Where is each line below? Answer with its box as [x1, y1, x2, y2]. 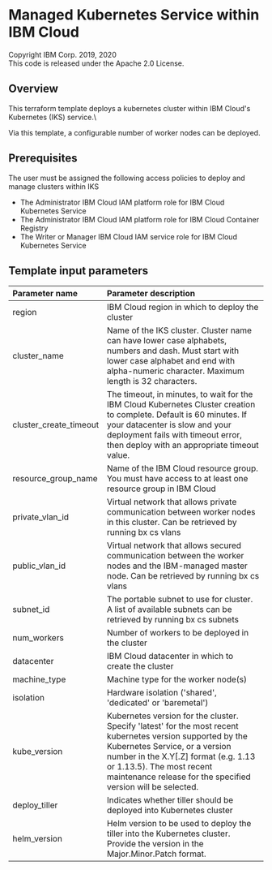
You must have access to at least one [106, 473, 249, 485]
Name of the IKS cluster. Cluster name [106, 325, 253, 336]
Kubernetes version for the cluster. [106, 710, 239, 721]
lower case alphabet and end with [106, 355, 236, 367]
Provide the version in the [106, 838, 204, 850]
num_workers [12, 632, 65, 644]
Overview [8, 82, 59, 96]
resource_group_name [12, 473, 99, 485]
